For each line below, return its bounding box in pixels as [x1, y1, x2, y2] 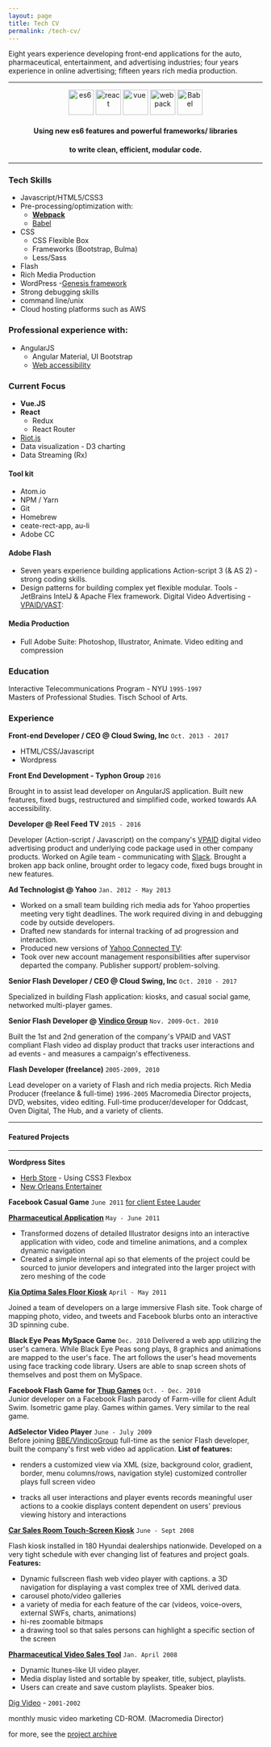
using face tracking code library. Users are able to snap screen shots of [8, 1362, 247, 1371]
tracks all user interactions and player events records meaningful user [19, 1493, 252, 1502]
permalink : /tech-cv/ [8, 27, 81, 35]
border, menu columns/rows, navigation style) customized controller [19, 1468, 248, 1478]
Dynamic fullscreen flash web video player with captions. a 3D [19, 1574, 228, 1584]
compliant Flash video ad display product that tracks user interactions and [8, 1040, 255, 1050]
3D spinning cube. [8, 1320, 69, 1329]
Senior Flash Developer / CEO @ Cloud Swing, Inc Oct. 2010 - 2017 [8, 976, 238, 986]
